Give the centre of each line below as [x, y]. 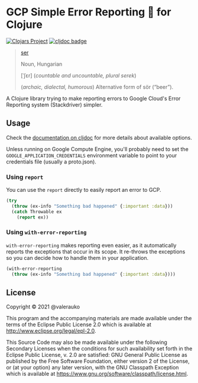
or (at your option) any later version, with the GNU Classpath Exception [92, 368]
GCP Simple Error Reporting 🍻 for [89, 12]
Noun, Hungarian [41, 64]
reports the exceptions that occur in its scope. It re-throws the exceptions [96, 252]
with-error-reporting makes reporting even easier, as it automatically [91, 245]
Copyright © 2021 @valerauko [43, 307]
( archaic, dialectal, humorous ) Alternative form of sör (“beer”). [97, 87]
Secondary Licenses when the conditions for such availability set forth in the [99, 349]
